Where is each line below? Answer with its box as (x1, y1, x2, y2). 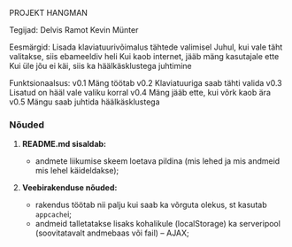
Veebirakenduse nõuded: (21, 182, 118, 193)
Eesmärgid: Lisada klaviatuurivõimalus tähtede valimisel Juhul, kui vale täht (9, 42, 283, 52)
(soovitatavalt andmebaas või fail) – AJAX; (35, 228, 190, 238)
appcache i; (35, 209, 73, 220)
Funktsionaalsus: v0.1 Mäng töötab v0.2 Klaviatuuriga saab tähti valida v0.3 (9, 78, 282, 88)
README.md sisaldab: (21, 139, 107, 150)
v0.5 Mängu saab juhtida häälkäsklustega (9, 96, 161, 107)
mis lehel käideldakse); (35, 166, 119, 176)
